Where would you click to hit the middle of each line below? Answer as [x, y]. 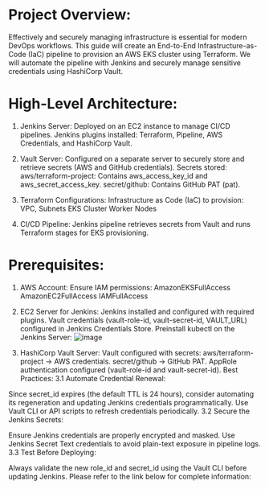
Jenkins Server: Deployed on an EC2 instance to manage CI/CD [125, 125]
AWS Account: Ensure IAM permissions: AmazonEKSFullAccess [125, 287]
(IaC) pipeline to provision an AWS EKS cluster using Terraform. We [139, 54]
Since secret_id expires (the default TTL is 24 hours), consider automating [131, 394]
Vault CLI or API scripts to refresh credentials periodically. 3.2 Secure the [129, 411]
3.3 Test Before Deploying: [52, 452]
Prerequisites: [56, 265]
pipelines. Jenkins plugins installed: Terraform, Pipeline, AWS [121, 134]
